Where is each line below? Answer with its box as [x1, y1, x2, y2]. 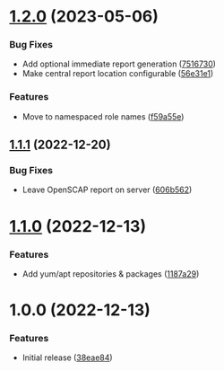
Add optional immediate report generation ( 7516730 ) [22, 58, 217, 69]
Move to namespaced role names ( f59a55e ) [22, 110, 185, 122]
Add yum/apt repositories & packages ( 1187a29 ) [22, 268, 200, 279]
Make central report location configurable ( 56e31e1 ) [22, 68, 214, 79]
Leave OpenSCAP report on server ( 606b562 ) [22, 184, 193, 195]
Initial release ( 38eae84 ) [22, 352, 114, 363]
